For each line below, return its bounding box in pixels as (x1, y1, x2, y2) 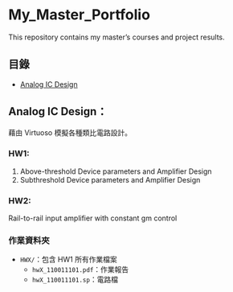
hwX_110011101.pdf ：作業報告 (31, 265, 129, 274)
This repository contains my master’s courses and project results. (8, 32, 225, 42)
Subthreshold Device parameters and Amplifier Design (19, 175, 201, 184)
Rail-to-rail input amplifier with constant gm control (8, 213, 178, 223)
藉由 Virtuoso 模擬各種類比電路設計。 (8, 127, 133, 138)
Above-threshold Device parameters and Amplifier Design (19, 167, 212, 176)
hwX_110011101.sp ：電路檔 (31, 275, 119, 285)
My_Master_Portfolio (8, 6, 151, 24)
